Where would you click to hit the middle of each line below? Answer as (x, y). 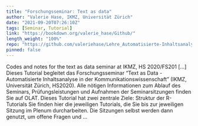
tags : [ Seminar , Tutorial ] (39, 28)
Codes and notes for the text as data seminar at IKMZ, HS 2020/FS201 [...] (96, 67)
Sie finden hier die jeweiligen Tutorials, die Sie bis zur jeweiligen (106, 104)
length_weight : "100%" (34, 39)
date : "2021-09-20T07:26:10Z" (43, 22)
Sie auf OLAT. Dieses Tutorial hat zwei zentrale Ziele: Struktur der (85, 98)
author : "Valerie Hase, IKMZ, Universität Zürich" (70, 17)
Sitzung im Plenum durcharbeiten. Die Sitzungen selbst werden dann (90, 110)
